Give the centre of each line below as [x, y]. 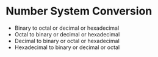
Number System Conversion [79, 11]
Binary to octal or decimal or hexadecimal [67, 28]
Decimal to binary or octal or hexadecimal [67, 41]
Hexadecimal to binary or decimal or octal [67, 47]
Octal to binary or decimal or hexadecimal [67, 34]
